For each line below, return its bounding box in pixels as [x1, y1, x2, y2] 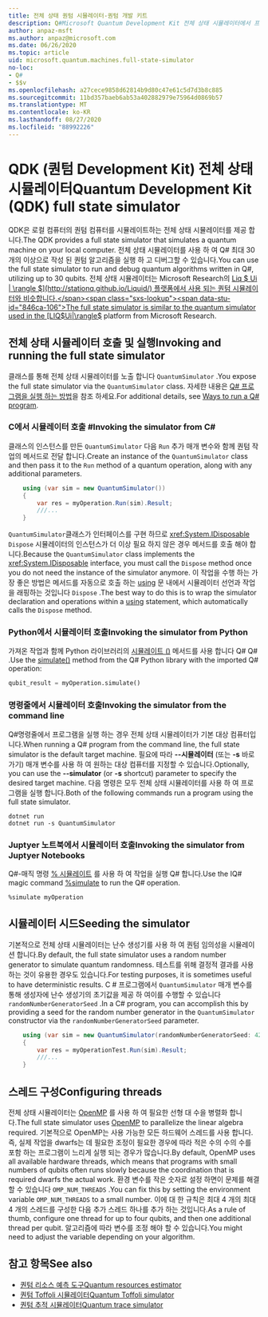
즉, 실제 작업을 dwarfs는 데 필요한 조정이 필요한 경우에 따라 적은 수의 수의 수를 [8, 1137, 252, 1147]
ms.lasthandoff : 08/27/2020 [8, 116, 102, 124]
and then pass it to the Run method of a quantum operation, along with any [8, 460, 253, 470]
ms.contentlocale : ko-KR [8, 109, 91, 117]
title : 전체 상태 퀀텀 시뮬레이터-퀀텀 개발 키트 [8, 11, 148, 20]
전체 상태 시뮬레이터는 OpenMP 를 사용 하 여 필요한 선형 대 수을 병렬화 [8, 1108, 228, 1117]
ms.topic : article [8, 49, 69, 57]
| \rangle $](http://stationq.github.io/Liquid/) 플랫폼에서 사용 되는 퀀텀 [8, 283, 231, 292]
